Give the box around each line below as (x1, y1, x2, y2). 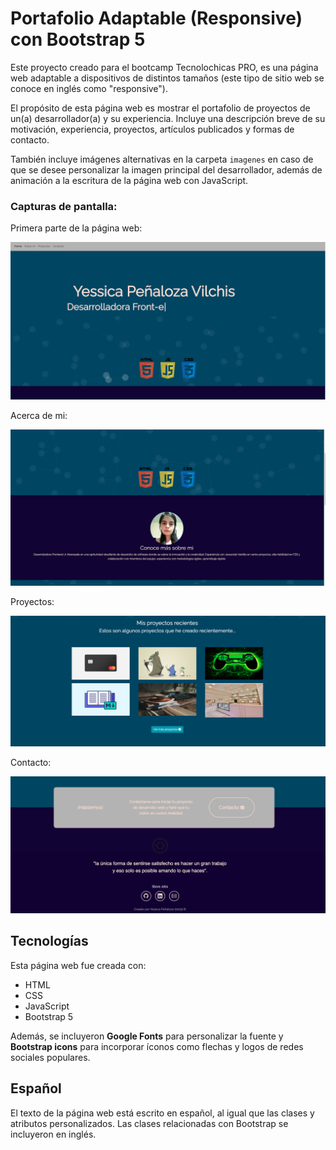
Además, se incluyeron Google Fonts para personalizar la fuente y (10, 1030, 284, 1042)
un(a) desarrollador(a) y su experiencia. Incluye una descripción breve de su (10, 112, 326, 124)
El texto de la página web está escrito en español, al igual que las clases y (10, 1107, 315, 1119)
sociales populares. (10, 1051, 91, 1063)
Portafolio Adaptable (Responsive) (10, 7, 303, 30)
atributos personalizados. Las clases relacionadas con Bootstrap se (10, 1117, 289, 1129)
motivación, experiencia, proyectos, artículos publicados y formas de (10, 123, 295, 135)
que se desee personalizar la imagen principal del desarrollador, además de (10, 163, 323, 176)
